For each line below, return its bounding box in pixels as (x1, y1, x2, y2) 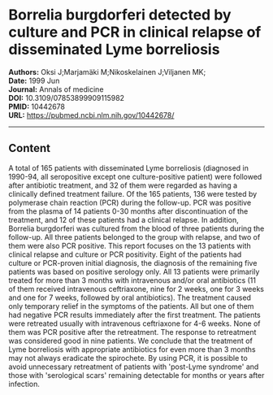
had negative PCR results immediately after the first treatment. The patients (8, 310, 262, 319)
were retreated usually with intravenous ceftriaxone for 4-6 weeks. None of (8, 319, 262, 328)
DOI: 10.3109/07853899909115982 (8, 93, 124, 102)
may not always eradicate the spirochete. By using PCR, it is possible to (8, 353, 248, 362)
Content (8, 141, 51, 155)
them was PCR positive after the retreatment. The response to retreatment (8, 327, 257, 336)
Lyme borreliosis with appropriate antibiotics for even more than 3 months (8, 344, 256, 354)
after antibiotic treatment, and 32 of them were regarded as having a (8, 180, 238, 190)
